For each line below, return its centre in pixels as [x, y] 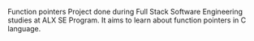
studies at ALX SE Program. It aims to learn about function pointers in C [127, 20]
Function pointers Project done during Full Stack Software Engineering [125, 12]
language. [24, 29]
